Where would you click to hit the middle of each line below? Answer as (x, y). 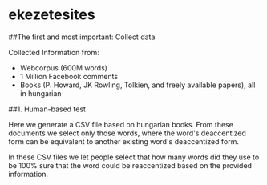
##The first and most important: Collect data (82, 37)
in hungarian (40, 93)
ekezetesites (52, 15)
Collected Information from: (54, 52)
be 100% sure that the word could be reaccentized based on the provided (130, 165)
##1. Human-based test (47, 109)
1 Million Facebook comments (69, 76)
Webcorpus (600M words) (64, 68)
